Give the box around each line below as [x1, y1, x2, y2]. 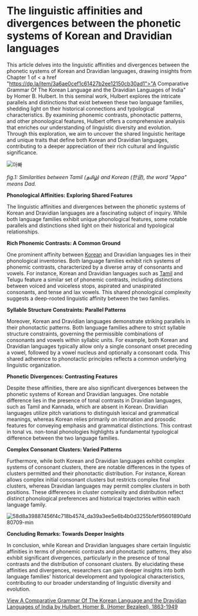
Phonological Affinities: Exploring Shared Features [6, 192, 133, 199]
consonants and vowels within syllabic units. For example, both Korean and [6, 336, 189, 343]
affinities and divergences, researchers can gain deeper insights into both [6, 566, 186, 574]
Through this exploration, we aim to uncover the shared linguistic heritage [6, 130, 186, 137]
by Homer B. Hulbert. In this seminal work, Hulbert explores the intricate [6, 93, 181, 100]
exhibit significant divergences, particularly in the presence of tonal [6, 554, 170, 561]
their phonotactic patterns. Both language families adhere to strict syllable [6, 324, 186, 331]
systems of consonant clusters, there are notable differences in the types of [6, 463, 190, 470]
